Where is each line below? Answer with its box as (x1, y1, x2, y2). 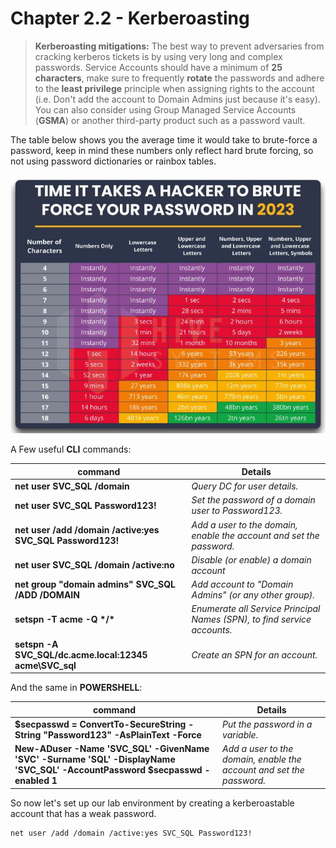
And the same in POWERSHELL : (10, 682, 143, 694)
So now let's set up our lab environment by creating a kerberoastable (10, 797, 295, 809)
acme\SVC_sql (14, 659, 77, 671)
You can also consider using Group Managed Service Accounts (34, 103, 297, 116)
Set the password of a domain (191, 494, 316, 506)
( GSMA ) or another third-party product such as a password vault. (34, 114, 306, 126)
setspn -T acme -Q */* (14, 613, 115, 626)
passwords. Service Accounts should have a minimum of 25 (34, 61, 283, 73)
